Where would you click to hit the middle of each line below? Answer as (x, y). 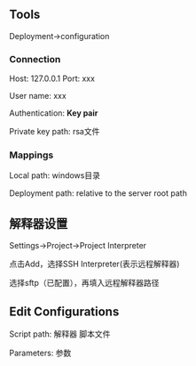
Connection (35, 59)
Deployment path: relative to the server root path (98, 193)
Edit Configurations (64, 311)
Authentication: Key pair (54, 113)
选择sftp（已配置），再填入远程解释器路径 (84, 283)
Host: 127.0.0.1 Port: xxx (52, 78)
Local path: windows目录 (55, 175)
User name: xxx (38, 96)
